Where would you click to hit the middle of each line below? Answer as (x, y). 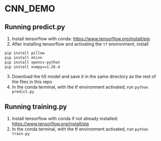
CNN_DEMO (30, 9)
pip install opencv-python (32, 62)
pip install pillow (25, 53)
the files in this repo (32, 82)
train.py (21, 134)
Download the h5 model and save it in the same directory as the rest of (84, 76)
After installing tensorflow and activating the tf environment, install (80, 44)
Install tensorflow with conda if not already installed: (65, 119)
